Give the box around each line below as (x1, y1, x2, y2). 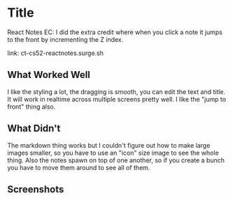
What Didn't (7, 123, 61, 134)
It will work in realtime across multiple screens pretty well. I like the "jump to (7, 95, 226, 103)
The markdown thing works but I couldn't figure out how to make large (7, 141, 211, 149)
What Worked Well (7, 69, 91, 81)
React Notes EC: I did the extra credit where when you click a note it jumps (7, 28, 223, 36)
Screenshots (7, 183, 64, 195)
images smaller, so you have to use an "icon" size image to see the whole (7, 148, 219, 157)
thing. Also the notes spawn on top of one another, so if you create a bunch (7, 155, 225, 164)
